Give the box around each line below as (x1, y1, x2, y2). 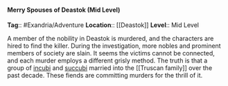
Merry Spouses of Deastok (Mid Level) (7, 6, 121, 14)
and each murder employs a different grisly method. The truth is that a (7, 56, 208, 65)
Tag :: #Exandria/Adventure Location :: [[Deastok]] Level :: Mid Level (7, 21, 200, 29)
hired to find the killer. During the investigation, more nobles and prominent (7, 42, 221, 50)
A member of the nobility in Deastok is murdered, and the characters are (7, 35, 214, 43)
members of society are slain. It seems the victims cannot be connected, (7, 49, 215, 58)
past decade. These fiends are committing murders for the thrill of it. (7, 71, 203, 80)
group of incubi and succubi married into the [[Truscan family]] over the (7, 64, 213, 72)
